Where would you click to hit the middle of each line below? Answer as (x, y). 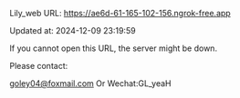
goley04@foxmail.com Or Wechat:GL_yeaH (90, 83)
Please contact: (39, 66)
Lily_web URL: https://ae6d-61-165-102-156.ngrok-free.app (120, 13)
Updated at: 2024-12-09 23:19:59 (73, 30)
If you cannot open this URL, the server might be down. (113, 48)
